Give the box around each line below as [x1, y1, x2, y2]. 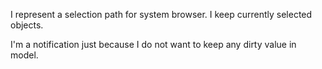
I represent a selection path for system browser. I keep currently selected [10, 9, 313, 20]
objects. [10, 19, 44, 31]
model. [10, 49, 39, 61]
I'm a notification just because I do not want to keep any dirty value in [10, 39, 297, 50]
